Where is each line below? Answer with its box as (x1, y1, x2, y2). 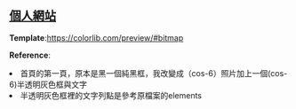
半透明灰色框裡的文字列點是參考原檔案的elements (20, 90, 203, 100)
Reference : (9, 50, 52, 60)
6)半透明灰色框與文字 (9, 79, 87, 90)
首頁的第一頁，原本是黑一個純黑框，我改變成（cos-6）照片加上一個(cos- (20, 67, 288, 78)
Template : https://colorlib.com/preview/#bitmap (9, 32, 184, 43)
